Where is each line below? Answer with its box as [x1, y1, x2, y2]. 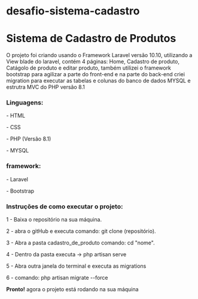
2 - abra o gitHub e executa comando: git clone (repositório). [6, 228, 157, 235]
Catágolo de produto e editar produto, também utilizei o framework [6, 64, 172, 71]
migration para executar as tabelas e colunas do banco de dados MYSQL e [6, 77, 191, 85]
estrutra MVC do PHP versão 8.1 [6, 83, 85, 91]
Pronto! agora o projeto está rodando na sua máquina [6, 286, 139, 293]
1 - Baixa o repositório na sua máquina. [6, 216, 102, 223]
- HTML [6, 112, 26, 119]
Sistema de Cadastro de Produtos [6, 32, 176, 46]
